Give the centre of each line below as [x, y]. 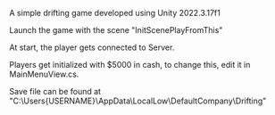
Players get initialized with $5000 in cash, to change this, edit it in [130, 65]
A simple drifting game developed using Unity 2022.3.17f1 [115, 13]
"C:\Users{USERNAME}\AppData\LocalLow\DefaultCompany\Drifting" [138, 101]
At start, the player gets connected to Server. [92, 47]
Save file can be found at [55, 91]
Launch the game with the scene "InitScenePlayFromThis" [116, 30]
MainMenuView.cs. [44, 74]
